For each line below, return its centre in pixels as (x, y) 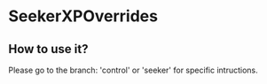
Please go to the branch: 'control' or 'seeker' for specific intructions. (133, 70)
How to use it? (48, 49)
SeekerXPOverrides (83, 16)
